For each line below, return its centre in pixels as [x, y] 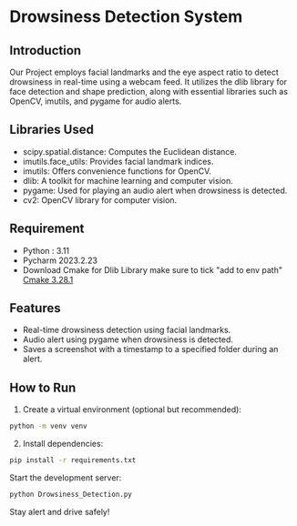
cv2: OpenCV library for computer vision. [100, 200]
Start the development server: [66, 478]
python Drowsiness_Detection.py [71, 494]
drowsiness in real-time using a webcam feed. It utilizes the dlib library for [148, 82]
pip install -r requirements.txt [73, 460]
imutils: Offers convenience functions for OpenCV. [117, 171]
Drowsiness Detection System [126, 17]
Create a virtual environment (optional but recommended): [132, 410]
